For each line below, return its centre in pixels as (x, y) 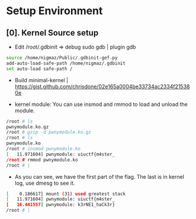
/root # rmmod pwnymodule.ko (42, 160)
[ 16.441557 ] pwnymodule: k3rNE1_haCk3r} (61, 205)
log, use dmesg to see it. (45, 183)
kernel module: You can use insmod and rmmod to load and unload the (101, 104)
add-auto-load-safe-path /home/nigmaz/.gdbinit (66, 63)
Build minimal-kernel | (41, 80)
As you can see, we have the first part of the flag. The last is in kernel (99, 176)
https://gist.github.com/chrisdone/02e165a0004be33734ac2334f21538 (102, 86)
